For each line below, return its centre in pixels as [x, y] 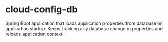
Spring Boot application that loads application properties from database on [84, 23]
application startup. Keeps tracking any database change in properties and [84, 28]
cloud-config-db [41, 9]
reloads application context [34, 34]
